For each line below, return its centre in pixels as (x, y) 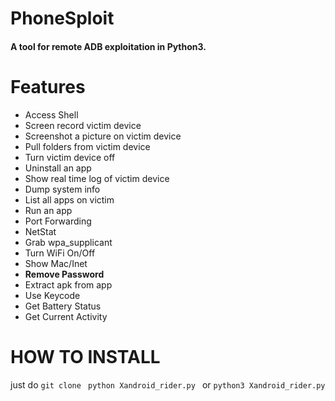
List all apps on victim (69, 199)
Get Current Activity (66, 316)
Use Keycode (52, 295)
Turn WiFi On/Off (60, 253)
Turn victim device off (70, 157)
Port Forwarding (58, 221)
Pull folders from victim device (87, 146)
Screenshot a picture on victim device (103, 136)
